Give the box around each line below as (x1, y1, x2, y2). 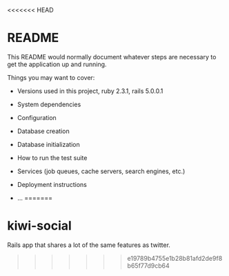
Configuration (17, 113, 57, 121)
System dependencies (17, 100, 81, 108)
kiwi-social (7, 218, 72, 234)
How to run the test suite (17, 153, 88, 161)
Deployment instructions (17, 180, 88, 188)
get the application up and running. (7, 60, 107, 68)
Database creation (17, 127, 70, 135)
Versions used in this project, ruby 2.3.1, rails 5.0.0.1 (17, 86, 163, 95)
